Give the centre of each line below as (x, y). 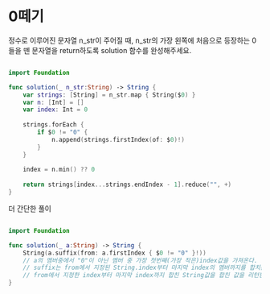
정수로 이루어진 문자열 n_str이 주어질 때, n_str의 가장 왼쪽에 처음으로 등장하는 (129, 40)
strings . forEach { (53, 125)
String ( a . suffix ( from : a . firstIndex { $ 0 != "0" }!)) (115, 253)
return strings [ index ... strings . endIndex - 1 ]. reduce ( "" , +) (127, 185)
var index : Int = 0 (55, 110)
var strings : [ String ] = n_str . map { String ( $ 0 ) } (109, 95)
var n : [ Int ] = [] (53, 102)
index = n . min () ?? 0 (59, 170)
